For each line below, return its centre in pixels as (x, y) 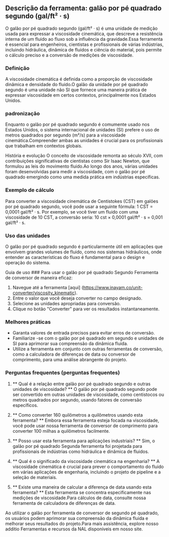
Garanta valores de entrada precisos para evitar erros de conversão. (84, 333)
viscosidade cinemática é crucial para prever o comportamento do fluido (88, 466)
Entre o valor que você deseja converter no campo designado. (77, 298)
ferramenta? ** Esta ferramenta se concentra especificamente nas (82, 492)
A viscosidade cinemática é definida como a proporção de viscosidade (79, 79)
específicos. (25, 405)
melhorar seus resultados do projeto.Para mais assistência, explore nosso (82, 523)
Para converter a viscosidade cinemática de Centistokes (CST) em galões (82, 201)
